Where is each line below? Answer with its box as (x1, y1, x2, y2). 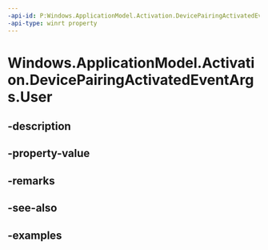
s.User (7, 87, 53, 106)
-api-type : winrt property (7, 19, 98, 27)
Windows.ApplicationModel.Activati (7, 54, 255, 72)
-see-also (7, 201, 58, 215)
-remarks (7, 174, 55, 187)
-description (7, 119, 71, 133)
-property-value (7, 147, 90, 160)
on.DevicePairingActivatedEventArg (7, 71, 254, 89)
